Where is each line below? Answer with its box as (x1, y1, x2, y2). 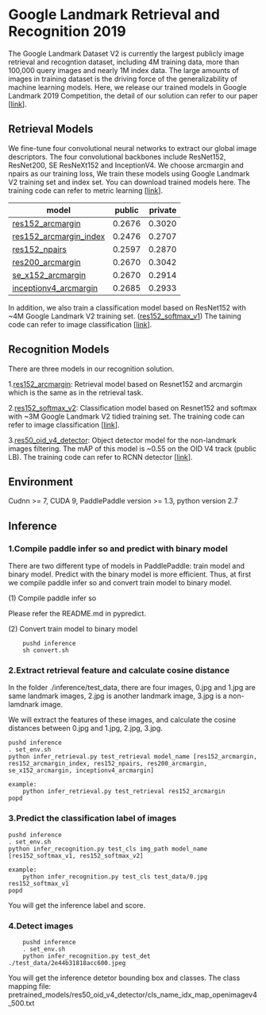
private (148, 204, 177, 215)
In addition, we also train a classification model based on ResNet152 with (8, 303, 246, 312)
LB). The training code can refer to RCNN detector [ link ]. (8, 452, 193, 461)
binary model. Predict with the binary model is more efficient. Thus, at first (8, 569, 252, 579)
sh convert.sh (22, 646, 69, 654)
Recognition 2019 (8, 22, 126, 41)
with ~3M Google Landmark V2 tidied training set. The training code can (8, 411, 245, 421)
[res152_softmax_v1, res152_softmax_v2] (8, 851, 145, 859)
